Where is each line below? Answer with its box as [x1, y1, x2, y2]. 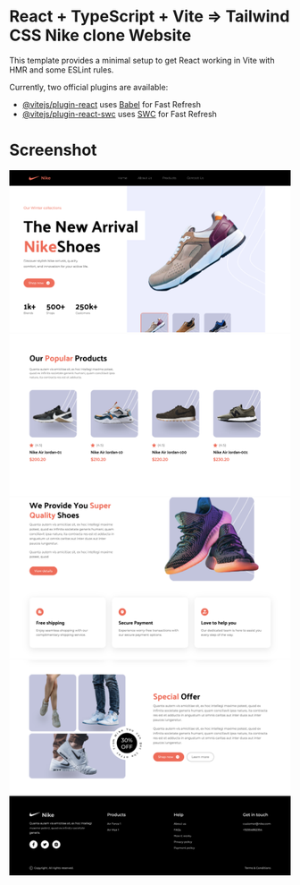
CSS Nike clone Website [9, 25, 192, 46]
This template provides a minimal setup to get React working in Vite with [9, 55, 275, 65]
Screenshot [9, 140, 97, 160]
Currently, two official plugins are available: [9, 81, 169, 92]
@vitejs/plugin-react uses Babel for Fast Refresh [21, 98, 202, 109]
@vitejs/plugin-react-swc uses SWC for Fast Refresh [21, 108, 217, 119]
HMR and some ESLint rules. [9, 64, 114, 75]
